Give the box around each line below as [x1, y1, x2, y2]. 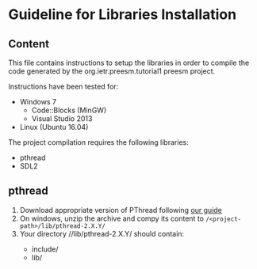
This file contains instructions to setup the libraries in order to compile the [8, 58, 250, 67]
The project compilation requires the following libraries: [8, 138, 189, 147]
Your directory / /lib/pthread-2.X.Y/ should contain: [19, 229, 185, 238]
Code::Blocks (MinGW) [31, 105, 107, 115]
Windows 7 [19, 97, 57, 106]
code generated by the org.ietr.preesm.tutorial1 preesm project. [8, 66, 216, 76]
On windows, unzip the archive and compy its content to [19, 214, 205, 223]
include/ [31, 244, 59, 254]
